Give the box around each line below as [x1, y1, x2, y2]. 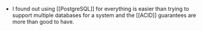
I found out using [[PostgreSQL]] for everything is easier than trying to [12, 5, 190, 12]
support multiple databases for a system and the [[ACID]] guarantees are [12, 12, 196, 19]
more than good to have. [12, 18, 75, 25]
